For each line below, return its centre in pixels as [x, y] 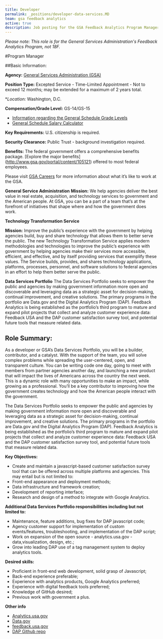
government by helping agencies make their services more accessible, [76, 251]
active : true [18, 23]
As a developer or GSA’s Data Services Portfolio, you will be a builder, [74, 350]
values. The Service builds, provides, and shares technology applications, [79, 262]
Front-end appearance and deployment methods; [61, 481]
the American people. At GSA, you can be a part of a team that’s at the [75, 201]
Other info [16, 606]
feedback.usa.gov [30, 626]
